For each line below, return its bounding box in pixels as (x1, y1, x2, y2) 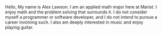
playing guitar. (5, 24, 34, 30)
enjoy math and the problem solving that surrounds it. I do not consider (5, 9, 147, 15)
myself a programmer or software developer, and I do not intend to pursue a (5, 14, 157, 20)
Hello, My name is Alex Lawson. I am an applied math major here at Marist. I (5, 4, 157, 10)
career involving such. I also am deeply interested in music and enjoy (5, 19, 144, 25)
